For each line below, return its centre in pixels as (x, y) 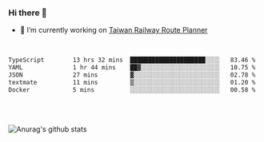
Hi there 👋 (28, 13)
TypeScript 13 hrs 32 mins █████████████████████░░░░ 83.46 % (132, 60)
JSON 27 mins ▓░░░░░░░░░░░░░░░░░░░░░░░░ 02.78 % (132, 75)
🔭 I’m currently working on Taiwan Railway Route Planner (114, 30)
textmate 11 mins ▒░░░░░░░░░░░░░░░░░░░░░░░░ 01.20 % (132, 82)
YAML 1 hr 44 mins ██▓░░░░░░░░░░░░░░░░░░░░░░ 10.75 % (132, 68)
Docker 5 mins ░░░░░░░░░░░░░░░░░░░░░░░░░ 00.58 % (132, 90)
